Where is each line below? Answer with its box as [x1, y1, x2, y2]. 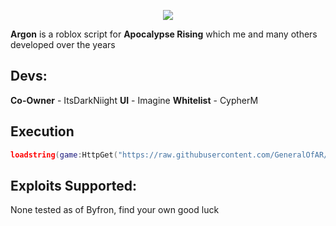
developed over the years [10, 39, 116, 50]
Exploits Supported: [10, 177, 138, 194]
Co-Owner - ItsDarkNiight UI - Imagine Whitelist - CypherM [10, 94, 259, 106]
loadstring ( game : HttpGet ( [10, 150, 118, 160]
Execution [10, 123, 75, 140]
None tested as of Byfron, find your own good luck [10, 204, 220, 216]
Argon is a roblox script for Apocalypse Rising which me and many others [10, 28, 318, 40]
